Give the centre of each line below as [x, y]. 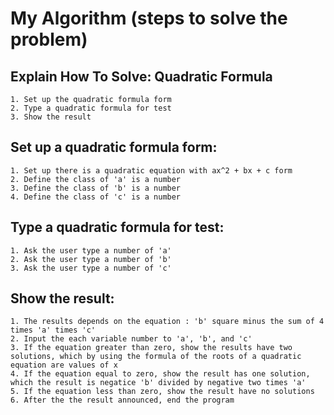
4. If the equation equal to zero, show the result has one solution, [160, 374]
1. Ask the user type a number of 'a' [91, 250]
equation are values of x [64, 365]
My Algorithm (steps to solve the [149, 18]
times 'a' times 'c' [53, 330]
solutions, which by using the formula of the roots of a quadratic [156, 357]
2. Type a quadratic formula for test [91, 108]
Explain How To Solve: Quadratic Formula [141, 76]
